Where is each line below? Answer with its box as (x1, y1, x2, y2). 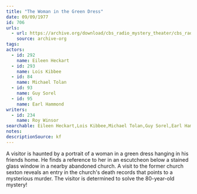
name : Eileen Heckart (16, 57, 69, 63)
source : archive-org (16, 36, 67, 42)
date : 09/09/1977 (6, 14, 49, 20)
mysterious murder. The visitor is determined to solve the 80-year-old (6, 175, 175, 182)
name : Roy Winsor (16, 118, 59, 124)
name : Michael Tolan (16, 80, 67, 86)
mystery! (6, 181, 28, 188)
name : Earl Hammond (16, 101, 64, 107)
